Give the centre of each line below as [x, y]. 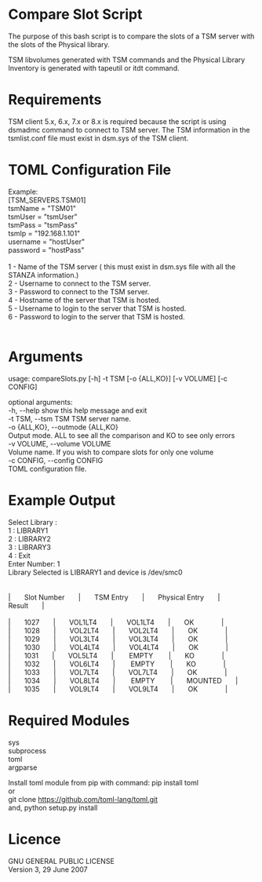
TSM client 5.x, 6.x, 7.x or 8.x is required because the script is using [117, 121]
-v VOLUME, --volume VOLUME [60, 443]
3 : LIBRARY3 [29, 547]
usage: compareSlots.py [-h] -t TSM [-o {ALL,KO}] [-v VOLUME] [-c [118, 378]
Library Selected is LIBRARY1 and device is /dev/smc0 [95, 572]
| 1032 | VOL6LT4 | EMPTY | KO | [117, 664]
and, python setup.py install [53, 807]
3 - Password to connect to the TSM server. [79, 291]
